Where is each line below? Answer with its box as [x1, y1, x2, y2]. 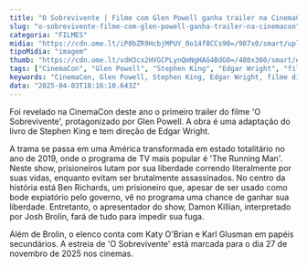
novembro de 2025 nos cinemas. [9, 248, 134, 259]
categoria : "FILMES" [9, 30, 89, 39]
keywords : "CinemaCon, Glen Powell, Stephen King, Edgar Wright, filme [9, 73, 288, 82]
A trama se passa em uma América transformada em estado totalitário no [9, 143, 285, 154]
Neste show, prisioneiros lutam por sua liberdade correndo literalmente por [9, 162, 292, 173]
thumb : [9, 56, 35, 65]
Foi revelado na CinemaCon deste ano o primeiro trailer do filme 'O [9, 106, 261, 117]
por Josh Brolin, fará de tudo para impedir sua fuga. [9, 210, 205, 221]
